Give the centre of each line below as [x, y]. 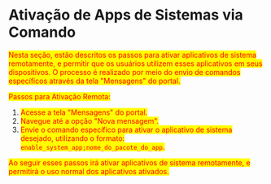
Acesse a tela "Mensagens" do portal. [84, 112]
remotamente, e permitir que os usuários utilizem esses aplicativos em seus [135, 64]
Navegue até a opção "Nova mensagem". [90, 120]
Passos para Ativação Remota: [60, 96]
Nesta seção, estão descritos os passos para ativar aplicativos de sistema [133, 55]
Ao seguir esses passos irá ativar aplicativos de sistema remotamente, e [129, 162]
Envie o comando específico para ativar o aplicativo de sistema [126, 129]
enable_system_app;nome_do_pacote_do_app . [92, 147]
